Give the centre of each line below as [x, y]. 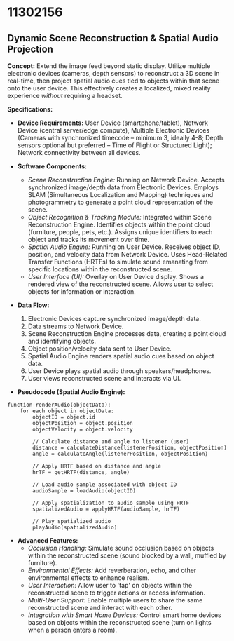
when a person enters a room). [73, 630]
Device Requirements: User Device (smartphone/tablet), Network [113, 123]
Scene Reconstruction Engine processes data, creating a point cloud [127, 333]
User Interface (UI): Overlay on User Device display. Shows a [116, 277]
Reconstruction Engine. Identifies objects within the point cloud [119, 224]
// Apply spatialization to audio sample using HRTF [111, 503]
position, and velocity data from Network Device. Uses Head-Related [128, 254]
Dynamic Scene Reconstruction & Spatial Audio [113, 38]
